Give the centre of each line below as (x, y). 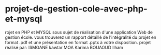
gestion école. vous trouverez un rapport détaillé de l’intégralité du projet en (81, 37)
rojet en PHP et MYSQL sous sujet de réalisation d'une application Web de (79, 32)
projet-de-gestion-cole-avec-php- (76, 9)
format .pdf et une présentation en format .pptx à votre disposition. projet (78, 42)
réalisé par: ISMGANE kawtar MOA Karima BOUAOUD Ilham (64, 47)
